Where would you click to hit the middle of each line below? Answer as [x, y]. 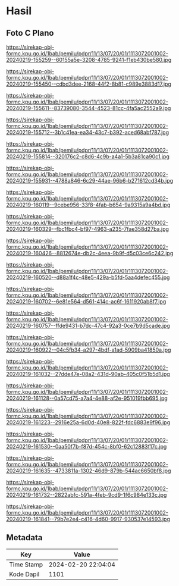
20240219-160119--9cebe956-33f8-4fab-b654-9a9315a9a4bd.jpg [88, 205]
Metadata [24, 538]
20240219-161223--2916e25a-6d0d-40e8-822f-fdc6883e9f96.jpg [88, 422]
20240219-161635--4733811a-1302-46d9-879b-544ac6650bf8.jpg [89, 471]
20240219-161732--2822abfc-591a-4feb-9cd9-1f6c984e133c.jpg [87, 495]
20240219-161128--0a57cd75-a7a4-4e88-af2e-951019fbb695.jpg [87, 398]
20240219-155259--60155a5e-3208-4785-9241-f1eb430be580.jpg [89, 60]
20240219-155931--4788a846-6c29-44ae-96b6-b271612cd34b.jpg [90, 181]
